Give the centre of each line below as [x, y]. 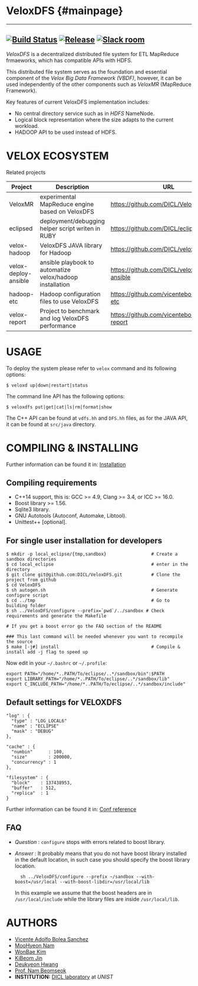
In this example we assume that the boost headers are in [83, 893]
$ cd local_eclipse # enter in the [97, 565]
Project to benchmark [70, 311]
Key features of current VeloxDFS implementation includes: [78, 102]
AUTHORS [32, 923]
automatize [55, 269]
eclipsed [21, 228]
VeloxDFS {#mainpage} [65, 11]
